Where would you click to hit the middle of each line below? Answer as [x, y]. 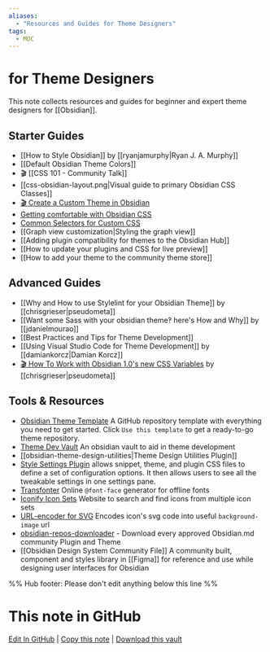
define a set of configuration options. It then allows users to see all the [138, 472]
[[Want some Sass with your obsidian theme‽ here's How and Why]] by [139, 320]
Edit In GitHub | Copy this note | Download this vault [96, 639]
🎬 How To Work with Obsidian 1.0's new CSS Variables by [117, 364]
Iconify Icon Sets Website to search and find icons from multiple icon [136, 498]
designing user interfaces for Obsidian [84, 567]
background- [238, 516]
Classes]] [36, 193]
